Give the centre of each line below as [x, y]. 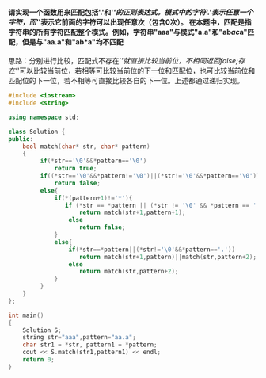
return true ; [76, 169]
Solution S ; [42, 330]
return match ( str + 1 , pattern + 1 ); [132, 213]
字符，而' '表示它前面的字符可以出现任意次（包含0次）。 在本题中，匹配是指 [130, 22]
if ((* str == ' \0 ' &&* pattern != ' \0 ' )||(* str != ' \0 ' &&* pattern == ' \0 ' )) [150, 176]
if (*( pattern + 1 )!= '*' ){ [93, 198]
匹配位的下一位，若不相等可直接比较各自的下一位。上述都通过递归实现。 [126, 81]
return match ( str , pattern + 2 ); [129, 272]
